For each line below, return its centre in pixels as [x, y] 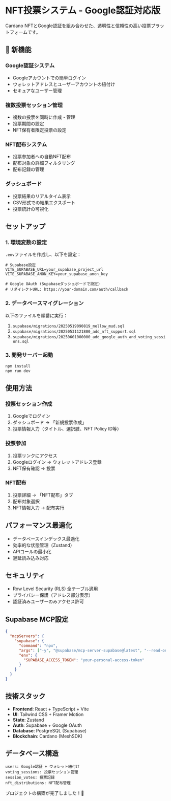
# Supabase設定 [21, 265]
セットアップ [25, 226]
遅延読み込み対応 [31, 558]
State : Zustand [28, 720]
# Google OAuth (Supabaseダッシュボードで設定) [53, 284]
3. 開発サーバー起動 [29, 355]
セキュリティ [25, 576]
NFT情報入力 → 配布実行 [38, 508]
